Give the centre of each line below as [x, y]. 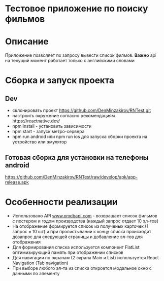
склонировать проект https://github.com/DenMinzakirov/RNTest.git [82, 110]
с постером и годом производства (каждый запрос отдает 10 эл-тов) [85, 221]
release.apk [17, 182]
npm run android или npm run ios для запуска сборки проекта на [80, 137]
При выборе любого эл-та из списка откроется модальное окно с [82, 268]
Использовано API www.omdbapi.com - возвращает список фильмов [85, 215]
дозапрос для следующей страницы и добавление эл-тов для [77, 237]
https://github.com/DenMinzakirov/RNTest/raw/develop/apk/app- [71, 177]
